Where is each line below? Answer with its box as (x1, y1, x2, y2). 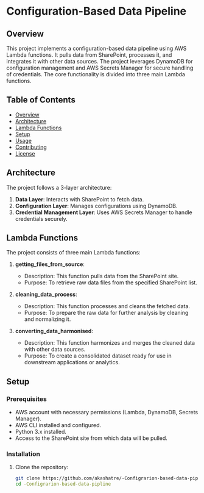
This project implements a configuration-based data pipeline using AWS (6, 45, 187, 52)
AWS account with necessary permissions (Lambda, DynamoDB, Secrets (15, 409, 199, 416)
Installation (6, 450, 41, 458)
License (15, 149, 35, 157)
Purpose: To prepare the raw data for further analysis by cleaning (24, 309, 189, 317)
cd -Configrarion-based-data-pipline (15, 481, 111, 488)
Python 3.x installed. (15, 428, 67, 436)
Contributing (15, 143, 47, 151)
